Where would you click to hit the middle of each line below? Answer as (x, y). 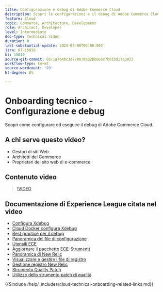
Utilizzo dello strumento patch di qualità (52, 275)
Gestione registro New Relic (40, 264)
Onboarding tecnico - (49, 101)
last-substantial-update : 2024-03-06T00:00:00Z (54, 46)
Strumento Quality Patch (37, 270)
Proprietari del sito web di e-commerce (51, 162)
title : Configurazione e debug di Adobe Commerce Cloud (63, 9)
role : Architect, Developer (33, 28)
